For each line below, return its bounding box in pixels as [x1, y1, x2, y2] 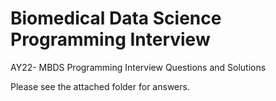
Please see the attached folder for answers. [10, 80, 190, 92]
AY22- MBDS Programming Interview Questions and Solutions [10, 61, 267, 73]
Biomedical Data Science [10, 7, 222, 30]
